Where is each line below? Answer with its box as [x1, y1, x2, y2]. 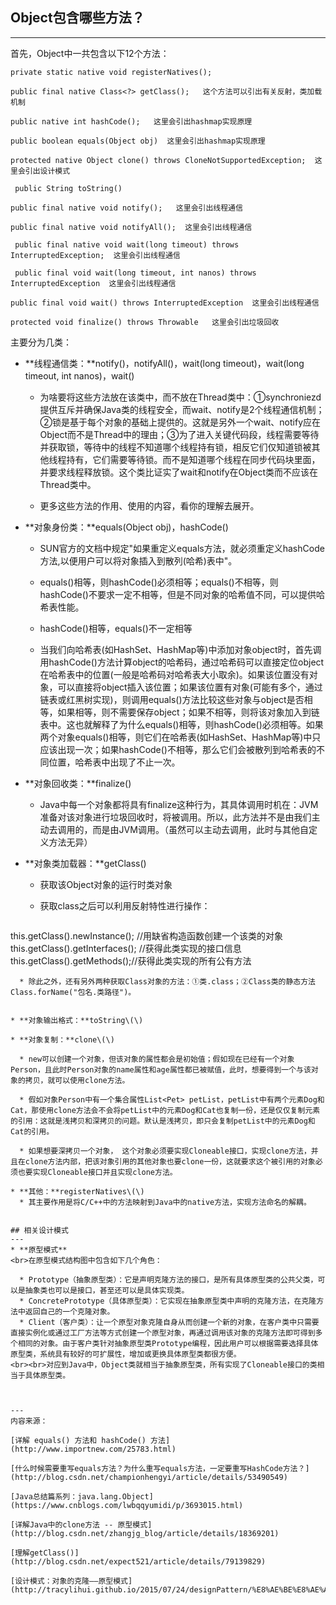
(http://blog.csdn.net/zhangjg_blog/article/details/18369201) [10, 1528, 280, 1538]
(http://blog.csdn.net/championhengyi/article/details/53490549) [10, 1472, 288, 1482]
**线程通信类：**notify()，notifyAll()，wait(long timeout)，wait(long [24, 357, 305, 369]
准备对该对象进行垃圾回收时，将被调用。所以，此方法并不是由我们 [39, 811, 312, 823]
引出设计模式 [24, 166, 71, 176]
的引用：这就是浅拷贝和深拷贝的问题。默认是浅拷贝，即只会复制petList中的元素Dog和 [10, 1116, 316, 1126]
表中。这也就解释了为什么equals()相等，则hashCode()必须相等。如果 [39, 718, 324, 730]
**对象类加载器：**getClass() [24, 857, 147, 869]
